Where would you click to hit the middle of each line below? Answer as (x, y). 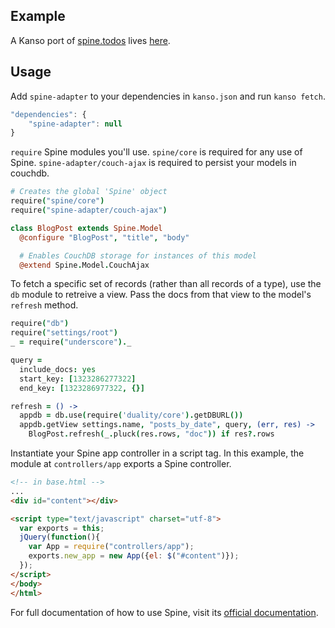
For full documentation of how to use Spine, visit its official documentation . (164, 612)
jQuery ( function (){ (60, 537)
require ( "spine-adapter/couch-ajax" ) (89, 210)
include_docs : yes (58, 369)
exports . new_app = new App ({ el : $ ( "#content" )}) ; (134, 556)
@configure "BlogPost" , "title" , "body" (104, 237)
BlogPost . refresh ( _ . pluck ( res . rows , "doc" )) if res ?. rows (151, 434)
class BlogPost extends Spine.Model (86, 228)
